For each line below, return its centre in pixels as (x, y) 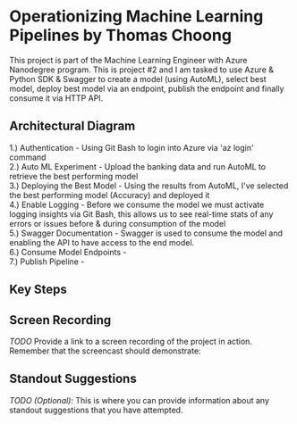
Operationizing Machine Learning (136, 17)
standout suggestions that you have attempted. (96, 410)
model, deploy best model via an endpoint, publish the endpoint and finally (147, 88)
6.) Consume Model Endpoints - (68, 252)
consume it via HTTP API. (56, 98)
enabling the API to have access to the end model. (102, 242)
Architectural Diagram (72, 126)
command (28, 157)
